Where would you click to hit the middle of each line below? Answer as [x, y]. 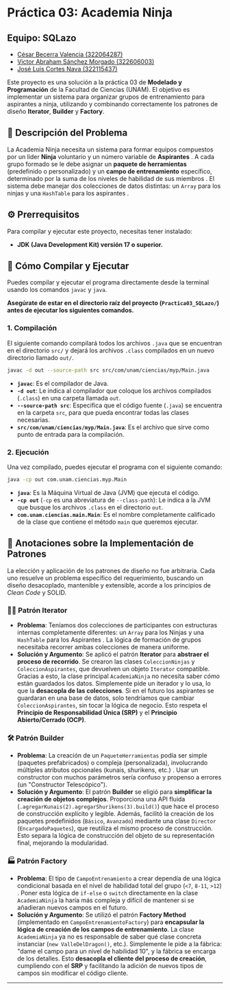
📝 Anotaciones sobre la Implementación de [100, 543]
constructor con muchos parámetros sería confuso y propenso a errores [119, 777]
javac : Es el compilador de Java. [63, 383]
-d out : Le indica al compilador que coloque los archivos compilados [114, 390]
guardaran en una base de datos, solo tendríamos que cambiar [106, 698]
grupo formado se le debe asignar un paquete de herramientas [97, 164]
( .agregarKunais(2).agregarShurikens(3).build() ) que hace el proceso [118, 806]
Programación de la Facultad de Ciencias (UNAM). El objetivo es [99, 89]
